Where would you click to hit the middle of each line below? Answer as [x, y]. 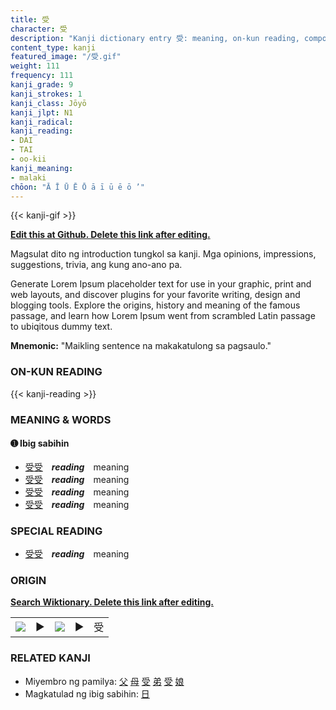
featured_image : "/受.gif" [66, 57]
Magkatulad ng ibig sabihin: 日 [87, 693]
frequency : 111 [42, 76]
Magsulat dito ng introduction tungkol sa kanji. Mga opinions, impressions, [163, 254]
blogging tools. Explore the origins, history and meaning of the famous [155, 305]
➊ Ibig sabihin [40, 443]
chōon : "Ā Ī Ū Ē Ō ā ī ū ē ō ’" [77, 187]
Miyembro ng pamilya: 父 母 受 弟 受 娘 [104, 681]
